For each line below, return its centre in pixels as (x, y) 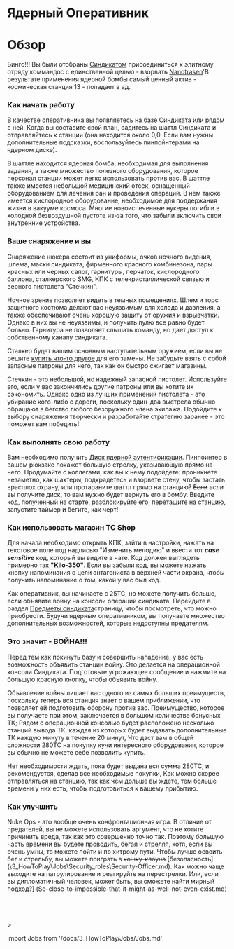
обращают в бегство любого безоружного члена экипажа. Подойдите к (115, 409)
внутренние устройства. (44, 223)
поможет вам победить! (43, 424)
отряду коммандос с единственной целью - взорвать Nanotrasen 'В (108, 72)
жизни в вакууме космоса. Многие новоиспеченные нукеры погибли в (114, 208)
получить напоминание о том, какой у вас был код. (84, 580)
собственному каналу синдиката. (58, 337)
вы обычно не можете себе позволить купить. (76, 752)
